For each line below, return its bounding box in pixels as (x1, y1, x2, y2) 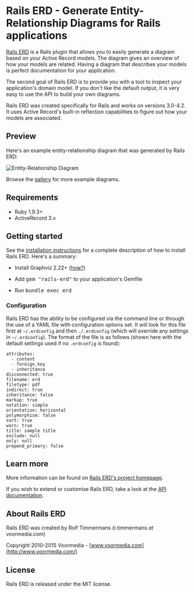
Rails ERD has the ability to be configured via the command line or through (6, 314, 185, 322)
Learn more (6, 459, 49, 469)
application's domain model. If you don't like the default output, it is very (6, 84, 179, 91)
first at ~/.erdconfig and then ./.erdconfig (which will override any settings (6, 327, 189, 334)
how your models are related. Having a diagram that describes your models (6, 60, 187, 68)
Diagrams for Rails (69, 16, 161, 30)
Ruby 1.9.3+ (14, 208, 43, 215)
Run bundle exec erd (14, 287, 72, 294)
